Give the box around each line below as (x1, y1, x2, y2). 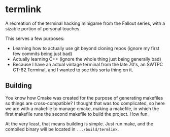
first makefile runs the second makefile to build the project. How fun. (5, 111, 149, 117)
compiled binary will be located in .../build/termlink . (5, 126, 119, 132)
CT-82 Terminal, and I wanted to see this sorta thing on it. (12, 67, 133, 73)
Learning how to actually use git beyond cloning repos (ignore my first (12, 45, 160, 51)
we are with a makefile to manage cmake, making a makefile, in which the (5, 105, 159, 112)
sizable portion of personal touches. (5, 25, 81, 31)
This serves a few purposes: (5, 35, 65, 41)
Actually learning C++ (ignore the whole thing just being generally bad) (12, 56, 161, 62)
